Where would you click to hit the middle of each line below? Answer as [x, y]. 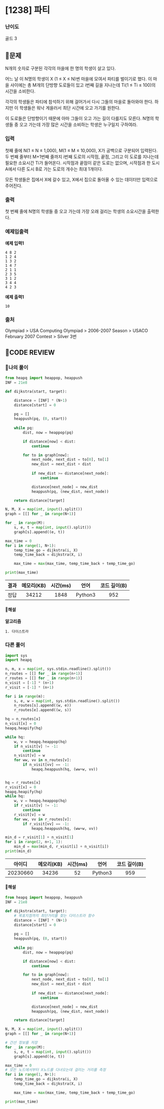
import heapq [18, 660]
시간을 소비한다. [20, 91]
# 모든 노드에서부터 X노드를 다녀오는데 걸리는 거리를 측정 [55, 1070]
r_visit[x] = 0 [21, 787]
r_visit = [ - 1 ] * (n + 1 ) [30, 687]
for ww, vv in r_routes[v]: [43, 819]
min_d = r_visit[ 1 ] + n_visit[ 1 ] [39, 837]
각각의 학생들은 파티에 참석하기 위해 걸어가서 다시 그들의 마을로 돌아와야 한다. [79, 102]
